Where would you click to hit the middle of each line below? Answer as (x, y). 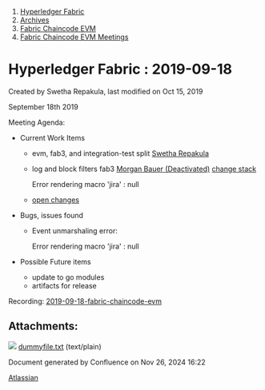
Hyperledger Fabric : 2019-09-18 (120, 69)
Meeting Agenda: (37, 122)
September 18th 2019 (43, 106)
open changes (56, 200)
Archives (34, 20)
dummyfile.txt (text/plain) (60, 346)
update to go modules (68, 277)
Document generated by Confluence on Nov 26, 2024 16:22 (107, 362)
